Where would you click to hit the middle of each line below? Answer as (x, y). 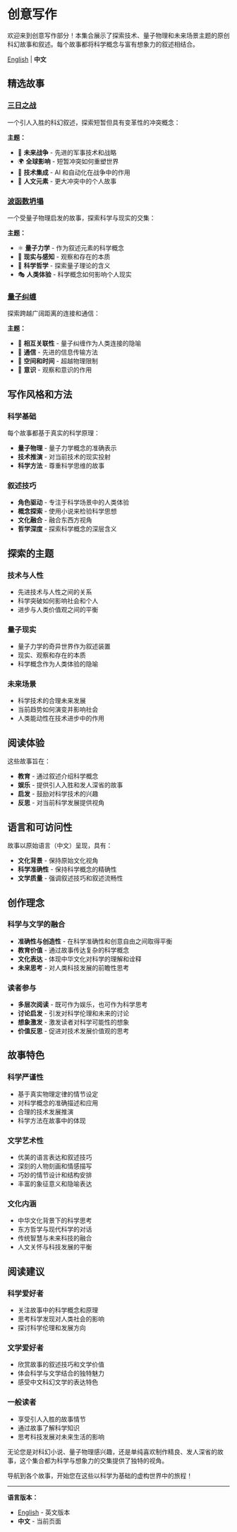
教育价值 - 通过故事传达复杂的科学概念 (73, 950)
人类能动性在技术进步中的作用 (61, 719)
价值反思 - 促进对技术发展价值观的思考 (73, 1031)
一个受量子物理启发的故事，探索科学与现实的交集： (81, 218)
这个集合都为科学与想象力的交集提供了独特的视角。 (93, 1461)
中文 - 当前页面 (39, 1521)
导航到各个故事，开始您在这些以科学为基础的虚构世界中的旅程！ (100, 1475)
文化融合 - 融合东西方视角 (55, 520)
